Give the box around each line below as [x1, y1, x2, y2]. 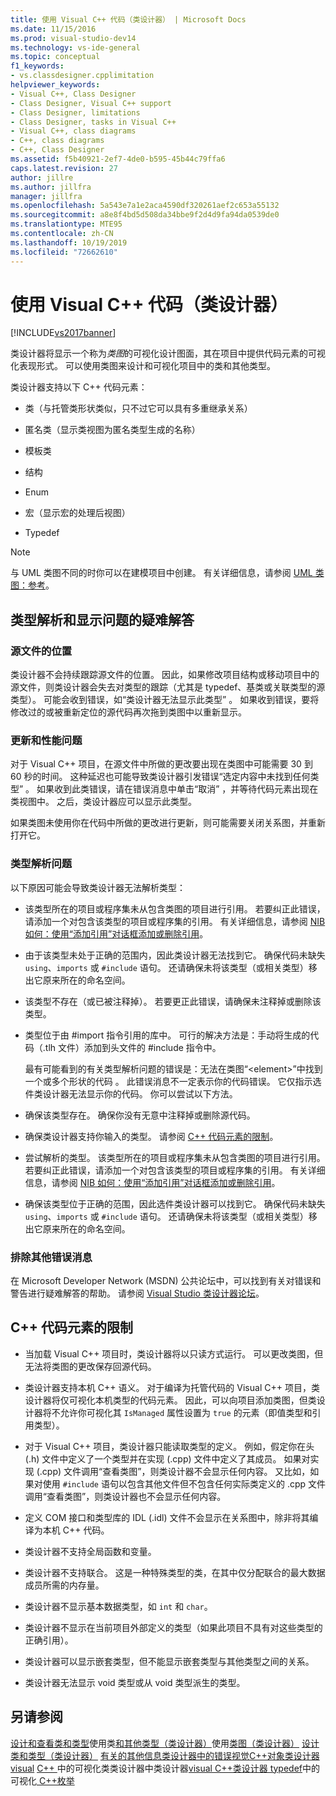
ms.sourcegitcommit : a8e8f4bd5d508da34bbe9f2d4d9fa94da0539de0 [10, 210, 280, 220]
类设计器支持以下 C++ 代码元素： [10, 381, 148, 393]
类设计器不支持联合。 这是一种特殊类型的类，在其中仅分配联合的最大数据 [24, 1566, 326, 1578]
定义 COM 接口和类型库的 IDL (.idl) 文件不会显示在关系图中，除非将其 [24, 1511, 310, 1523]
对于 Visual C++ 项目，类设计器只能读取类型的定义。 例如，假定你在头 [24, 1440, 315, 1452]
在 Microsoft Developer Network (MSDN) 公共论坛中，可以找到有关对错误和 [10, 1275, 322, 1287]
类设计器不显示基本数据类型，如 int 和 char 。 [24, 1600, 213, 1612]
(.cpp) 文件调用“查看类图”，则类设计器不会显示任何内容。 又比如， [36, 1465, 311, 1477]
